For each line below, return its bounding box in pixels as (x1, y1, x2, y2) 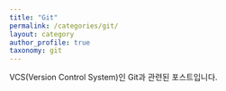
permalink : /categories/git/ (9, 21, 119, 30)
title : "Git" (9, 12, 59, 22)
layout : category (9, 29, 75, 38)
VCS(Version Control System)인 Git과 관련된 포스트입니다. (9, 72, 218, 83)
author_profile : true (9, 37, 91, 47)
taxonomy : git (9, 46, 63, 55)
